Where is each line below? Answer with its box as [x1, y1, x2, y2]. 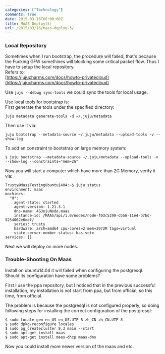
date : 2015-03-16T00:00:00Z [5, 16, 63, 21]
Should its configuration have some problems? [5, 273, 100, 279]
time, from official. [5, 292, 43, 298]
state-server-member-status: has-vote [14, 230, 94, 236]
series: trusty [14, 222, 46, 227]
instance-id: [14, 213, 41, 218]
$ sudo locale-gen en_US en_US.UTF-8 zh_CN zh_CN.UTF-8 [5, 317, 123, 322]
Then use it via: [5, 123, 37, 129]
